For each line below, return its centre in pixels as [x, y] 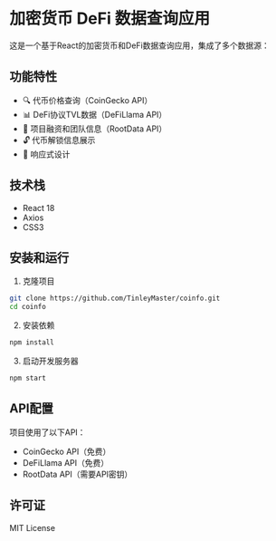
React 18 [38, 208]
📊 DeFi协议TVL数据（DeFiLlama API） [95, 114]
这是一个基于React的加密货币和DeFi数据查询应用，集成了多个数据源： [139, 45]
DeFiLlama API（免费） [66, 462]
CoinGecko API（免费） [67, 451]
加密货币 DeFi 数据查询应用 [110, 19]
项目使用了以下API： [48, 432]
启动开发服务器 [50, 361]
